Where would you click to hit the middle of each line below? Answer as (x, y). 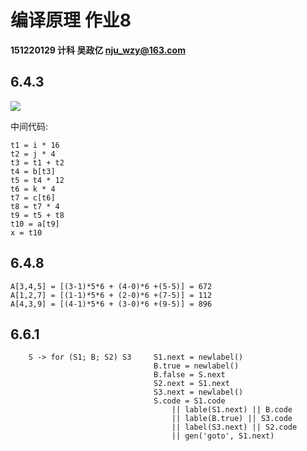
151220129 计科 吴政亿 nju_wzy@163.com (98, 50)
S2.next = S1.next (191, 384)
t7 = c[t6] (33, 197)
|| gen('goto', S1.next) (223, 436)
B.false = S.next (189, 375)
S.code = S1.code (189, 401)
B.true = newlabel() (196, 366)
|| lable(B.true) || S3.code (232, 419)
